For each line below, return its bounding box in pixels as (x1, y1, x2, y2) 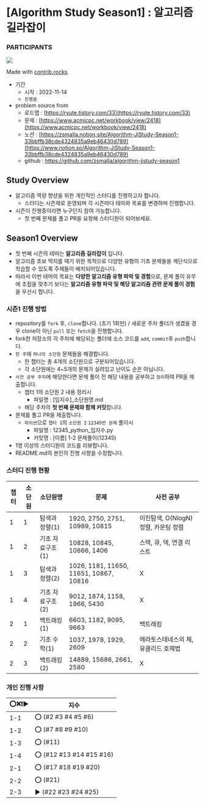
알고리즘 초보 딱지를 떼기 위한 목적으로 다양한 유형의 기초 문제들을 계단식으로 (15, 258, 198, 265)
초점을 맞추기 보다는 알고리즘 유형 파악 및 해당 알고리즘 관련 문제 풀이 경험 (21, 280, 195, 288)
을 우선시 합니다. (15, 288, 55, 295)
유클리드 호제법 (139, 644, 181, 653)
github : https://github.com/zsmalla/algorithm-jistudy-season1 (24, 157, 180, 165)
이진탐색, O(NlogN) (139, 513, 193, 522)
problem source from (15, 102, 69, 109)
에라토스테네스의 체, (139, 635, 194, 643)
